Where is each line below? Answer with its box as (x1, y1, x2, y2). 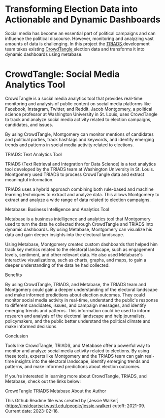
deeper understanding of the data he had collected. (5, 262, 110, 268)
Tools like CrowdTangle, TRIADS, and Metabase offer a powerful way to (5, 342, 150, 348)
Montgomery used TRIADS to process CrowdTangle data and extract (5, 171, 144, 177)
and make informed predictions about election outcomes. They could (5, 292, 145, 297)
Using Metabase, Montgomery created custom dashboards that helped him (5, 241, 158, 247)
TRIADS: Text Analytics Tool (5, 151, 62, 157)
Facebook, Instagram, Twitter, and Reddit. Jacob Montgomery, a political (5, 106, 153, 112)
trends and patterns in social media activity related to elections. (5, 142, 134, 148)
